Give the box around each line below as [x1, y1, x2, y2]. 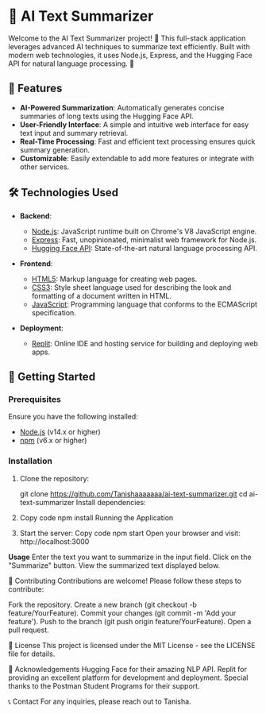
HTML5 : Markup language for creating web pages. [31, 274, 198, 284]
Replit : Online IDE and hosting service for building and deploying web [31, 338, 258, 348]
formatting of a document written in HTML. [31, 291, 172, 300]
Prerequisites [8, 393, 61, 404]
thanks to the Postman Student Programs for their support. [8, 681, 200, 690]
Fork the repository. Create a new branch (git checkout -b [8, 600, 197, 609]
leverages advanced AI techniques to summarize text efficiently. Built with [8, 41, 250, 51]
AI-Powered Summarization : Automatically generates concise [19, 102, 225, 112]
